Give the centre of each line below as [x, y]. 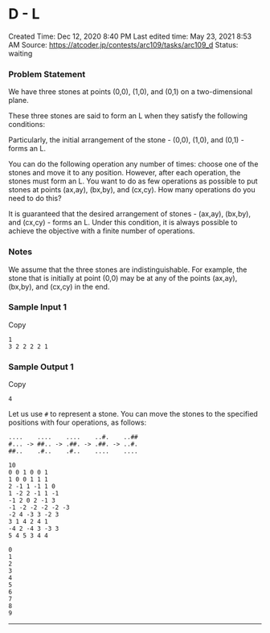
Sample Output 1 [41, 367]
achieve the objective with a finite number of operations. [102, 231]
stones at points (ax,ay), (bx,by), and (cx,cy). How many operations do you [132, 190]
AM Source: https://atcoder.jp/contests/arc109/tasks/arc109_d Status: [123, 44]
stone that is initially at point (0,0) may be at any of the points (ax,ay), [123, 277]
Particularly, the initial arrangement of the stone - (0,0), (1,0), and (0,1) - [127, 140]
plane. [19, 101]
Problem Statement [47, 74]
